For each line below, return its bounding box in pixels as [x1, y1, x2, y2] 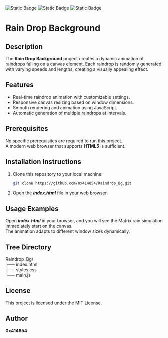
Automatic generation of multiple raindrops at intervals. [12, 110, 127, 116]
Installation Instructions [5, 158, 82, 166]
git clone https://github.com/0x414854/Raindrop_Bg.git [12, 181, 132, 186]
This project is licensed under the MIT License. [5, 300, 102, 306]
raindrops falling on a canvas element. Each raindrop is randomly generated [5, 61, 162, 67]
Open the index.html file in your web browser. [12, 190, 108, 196]
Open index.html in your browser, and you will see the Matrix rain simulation [5, 218, 163, 224]
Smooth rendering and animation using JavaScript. [12, 104, 118, 110]
